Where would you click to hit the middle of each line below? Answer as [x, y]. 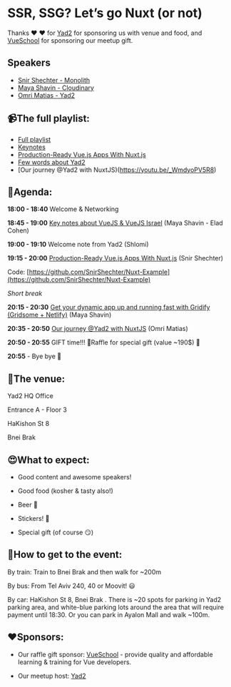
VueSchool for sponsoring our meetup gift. [70, 40]
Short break [25, 293]
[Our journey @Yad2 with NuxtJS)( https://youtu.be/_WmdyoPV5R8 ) [117, 170]
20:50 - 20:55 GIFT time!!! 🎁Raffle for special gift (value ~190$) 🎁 [104, 342]
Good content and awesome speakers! [75, 477]
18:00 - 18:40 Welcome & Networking [63, 209]
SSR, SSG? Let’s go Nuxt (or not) [105, 13]
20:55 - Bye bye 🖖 [35, 356]
